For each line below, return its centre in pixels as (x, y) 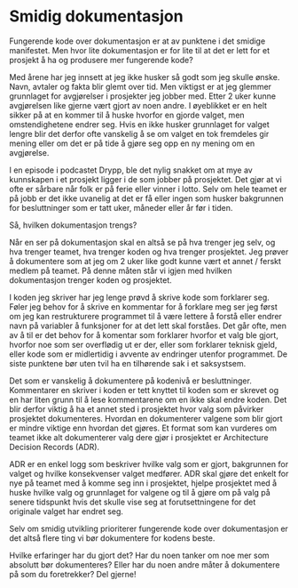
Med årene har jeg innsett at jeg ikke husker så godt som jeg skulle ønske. (145, 77)
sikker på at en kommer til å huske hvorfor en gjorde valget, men (127, 115)
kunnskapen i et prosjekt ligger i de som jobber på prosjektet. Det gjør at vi (145, 179)
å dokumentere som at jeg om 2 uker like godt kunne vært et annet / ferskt (145, 261)
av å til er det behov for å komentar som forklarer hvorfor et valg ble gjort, (144, 334)
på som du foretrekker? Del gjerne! (73, 574)
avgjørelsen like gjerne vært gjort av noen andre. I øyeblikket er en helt (138, 105)
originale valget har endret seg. (67, 511)
